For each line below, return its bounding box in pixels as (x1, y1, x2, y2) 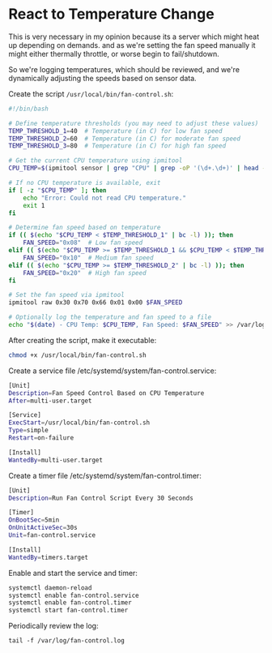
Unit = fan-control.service (8, 531, 96, 539)
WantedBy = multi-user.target (8, 456, 104, 464)
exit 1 (23, 201, 45, 209)
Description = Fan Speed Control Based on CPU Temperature (8, 389, 205, 397)
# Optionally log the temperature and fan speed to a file (8, 313, 212, 321)
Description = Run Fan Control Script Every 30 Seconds (8, 494, 194, 502)
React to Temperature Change (8, 5, 215, 24)
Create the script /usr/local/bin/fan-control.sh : (8, 88, 174, 98)
